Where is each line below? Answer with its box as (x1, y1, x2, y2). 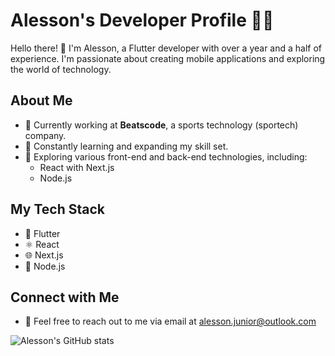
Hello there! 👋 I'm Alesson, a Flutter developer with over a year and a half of (10, 42, 323, 54)
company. (24, 129, 67, 141)
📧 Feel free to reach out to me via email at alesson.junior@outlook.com (24, 315, 317, 328)
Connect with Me (10, 289, 120, 306)
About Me (10, 92, 73, 109)
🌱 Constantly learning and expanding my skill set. (24, 140, 229, 152)
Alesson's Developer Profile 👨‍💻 (10, 9, 275, 32)
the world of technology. (10, 63, 112, 75)
